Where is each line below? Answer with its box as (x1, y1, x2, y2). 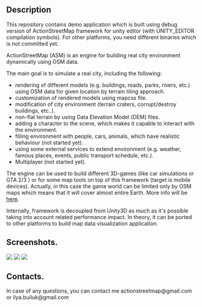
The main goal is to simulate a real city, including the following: (6, 69, 162, 77)
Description (6, 5, 51, 15)
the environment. (14, 126, 58, 133)
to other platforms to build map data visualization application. (6, 220, 159, 227)
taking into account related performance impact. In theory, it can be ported (6, 213, 192, 220)
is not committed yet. (6, 40, 59, 47)
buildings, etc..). (14, 107, 55, 114)
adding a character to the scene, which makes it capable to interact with (14, 120, 195, 127)
